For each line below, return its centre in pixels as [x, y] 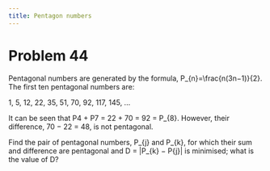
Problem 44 [49, 55]
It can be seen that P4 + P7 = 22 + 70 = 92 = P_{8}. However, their [119, 118]
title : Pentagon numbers [50, 16]
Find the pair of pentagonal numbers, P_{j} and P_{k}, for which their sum [131, 142]
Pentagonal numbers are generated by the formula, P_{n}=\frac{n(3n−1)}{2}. [135, 78]
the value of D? [34, 159]
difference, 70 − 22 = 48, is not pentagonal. [81, 127]
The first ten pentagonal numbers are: [72, 86]
